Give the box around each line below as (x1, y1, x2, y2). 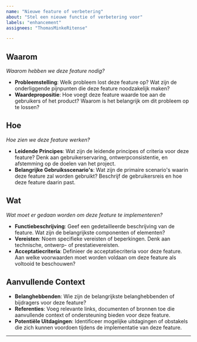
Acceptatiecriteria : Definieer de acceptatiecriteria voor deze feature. (14, 248, 182, 255)
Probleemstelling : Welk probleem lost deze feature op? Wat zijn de (14, 79, 177, 86)
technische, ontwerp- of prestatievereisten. (14, 241, 120, 248)
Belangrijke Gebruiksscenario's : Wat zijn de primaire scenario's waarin (14, 166, 189, 173)
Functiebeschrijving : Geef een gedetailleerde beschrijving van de (14, 222, 175, 229)
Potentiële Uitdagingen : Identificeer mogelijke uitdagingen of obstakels (14, 317, 188, 324)
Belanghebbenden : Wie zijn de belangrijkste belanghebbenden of (14, 293, 175, 300)
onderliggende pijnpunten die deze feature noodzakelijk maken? (14, 85, 170, 92)
